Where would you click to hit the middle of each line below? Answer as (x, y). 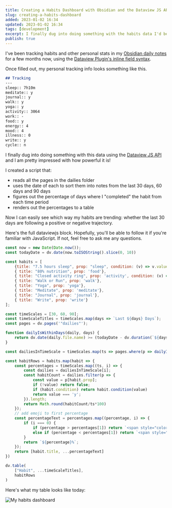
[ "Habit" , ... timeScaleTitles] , (49, 471)
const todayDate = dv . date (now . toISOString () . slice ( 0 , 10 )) (71, 252)
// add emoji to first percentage (51, 413)
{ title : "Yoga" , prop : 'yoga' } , (50, 286)
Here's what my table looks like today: (46, 490)
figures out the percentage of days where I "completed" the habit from (87, 196)
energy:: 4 (17, 126)
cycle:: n (16, 145)
